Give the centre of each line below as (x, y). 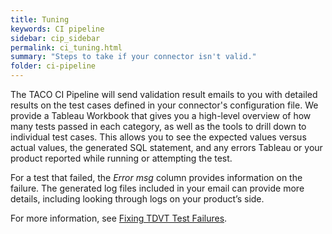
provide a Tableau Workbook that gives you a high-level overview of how (161, 115)
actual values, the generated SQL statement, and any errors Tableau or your (166, 147)
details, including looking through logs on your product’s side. (137, 199)
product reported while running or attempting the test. (121, 158)
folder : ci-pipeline (53, 66)
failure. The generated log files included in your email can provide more (157, 188)
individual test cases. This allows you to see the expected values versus (158, 137)
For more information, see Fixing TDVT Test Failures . (119, 218)
